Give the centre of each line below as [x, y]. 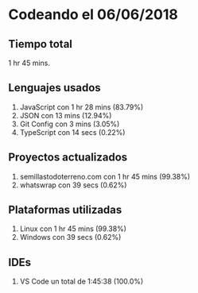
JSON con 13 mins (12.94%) [66, 115]
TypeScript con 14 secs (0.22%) [72, 132]
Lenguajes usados [54, 88]
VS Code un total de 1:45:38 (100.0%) [82, 281]
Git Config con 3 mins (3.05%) [70, 124]
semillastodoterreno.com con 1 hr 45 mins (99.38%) [105, 176]
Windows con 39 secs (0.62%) [70, 237]
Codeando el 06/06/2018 [93, 15]
